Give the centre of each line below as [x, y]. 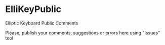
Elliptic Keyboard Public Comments [42, 23]
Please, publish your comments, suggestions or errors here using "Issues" [83, 32]
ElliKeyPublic [33, 9]
